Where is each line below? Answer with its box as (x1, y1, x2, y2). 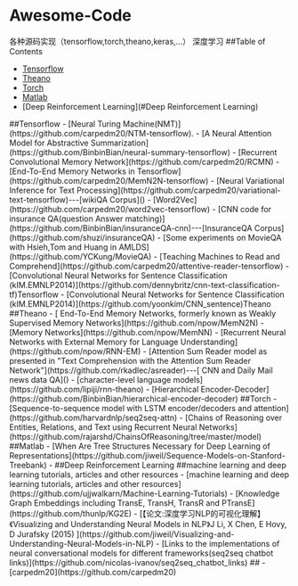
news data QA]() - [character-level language (9, 374, 172, 384)
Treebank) (9, 459, 47, 470)
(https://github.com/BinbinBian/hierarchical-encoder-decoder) (9, 393, 238, 404)
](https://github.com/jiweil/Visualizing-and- (76, 528, 235, 540)
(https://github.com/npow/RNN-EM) (9, 345, 141, 357)
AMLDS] (118, 242, 149, 252)
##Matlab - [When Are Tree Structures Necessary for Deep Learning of (9, 441, 271, 451)
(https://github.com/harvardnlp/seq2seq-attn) (9, 412, 178, 423)
